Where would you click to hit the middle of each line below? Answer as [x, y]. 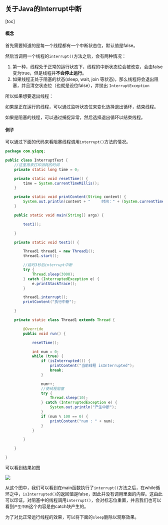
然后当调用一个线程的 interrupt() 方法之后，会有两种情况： [66, 56]
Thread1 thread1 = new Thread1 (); [59, 251]
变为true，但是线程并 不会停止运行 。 [49, 73]
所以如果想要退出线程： [29, 96]
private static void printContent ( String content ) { [70, 197]
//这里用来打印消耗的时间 [37, 165]
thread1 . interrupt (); [46, 297]
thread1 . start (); [41, 256]
